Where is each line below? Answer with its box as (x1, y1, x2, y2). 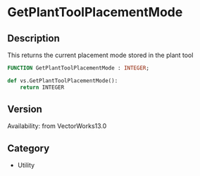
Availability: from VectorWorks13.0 (7, 122, 107, 130)
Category (7, 142, 50, 154)
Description (7, 32, 60, 44)
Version (7, 103, 42, 115)
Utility (17, 161, 35, 170)
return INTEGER (20, 84, 65, 91)
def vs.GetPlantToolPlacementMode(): (7, 77, 118, 84)
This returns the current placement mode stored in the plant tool (7, 51, 194, 59)
